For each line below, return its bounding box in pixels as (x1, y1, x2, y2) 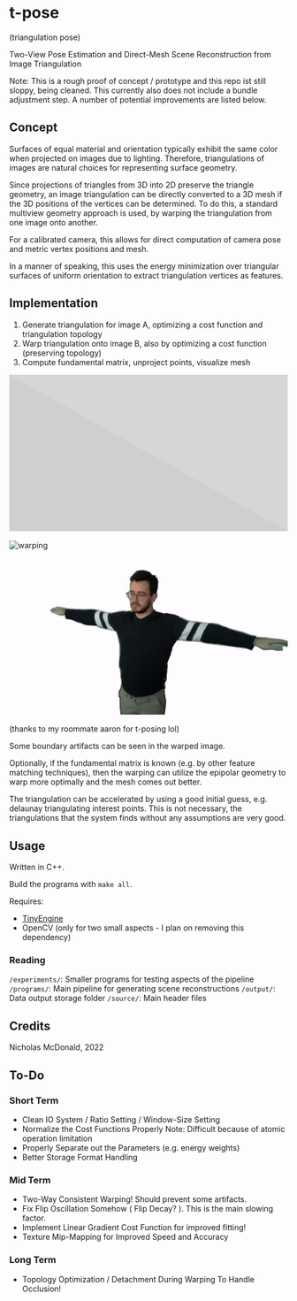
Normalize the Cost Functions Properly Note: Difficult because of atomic (21, 1123, 286, 1134)
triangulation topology (21, 328, 103, 339)
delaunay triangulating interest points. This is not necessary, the (9, 803, 243, 814)
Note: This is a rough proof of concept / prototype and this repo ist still (9, 75, 267, 86)
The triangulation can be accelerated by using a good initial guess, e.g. (9, 794, 268, 805)
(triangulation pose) (9, 32, 81, 42)
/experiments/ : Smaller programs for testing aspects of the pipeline (9, 974, 255, 984)
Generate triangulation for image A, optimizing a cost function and (21, 319, 263, 330)
